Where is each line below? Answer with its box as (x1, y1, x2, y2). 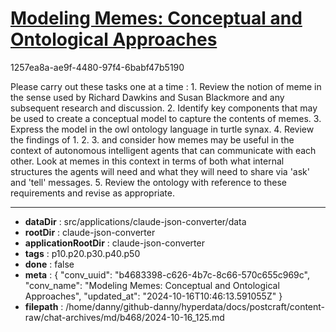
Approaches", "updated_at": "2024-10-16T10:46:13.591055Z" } (24, 290, 283, 302)
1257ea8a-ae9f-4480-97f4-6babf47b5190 (10, 61, 185, 73)
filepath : (24, 300, 64, 312)
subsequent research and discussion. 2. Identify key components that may (10, 102, 318, 114)
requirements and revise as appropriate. (10, 187, 175, 199)
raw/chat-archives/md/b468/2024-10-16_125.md (24, 311, 225, 323)
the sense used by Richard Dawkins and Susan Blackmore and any (10, 91, 285, 103)
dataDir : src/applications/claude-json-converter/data (24, 215, 247, 227)
